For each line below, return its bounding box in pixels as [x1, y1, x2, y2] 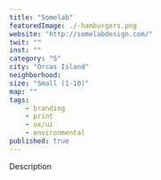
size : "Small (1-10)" [9, 79, 90, 88]
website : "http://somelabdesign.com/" [9, 29, 153, 38]
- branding [25, 104, 66, 113]
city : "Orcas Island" [9, 63, 90, 72]
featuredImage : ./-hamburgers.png [9, 21, 138, 30]
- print [25, 112, 53, 121]
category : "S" [9, 54, 62, 63]
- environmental [25, 129, 86, 137]
